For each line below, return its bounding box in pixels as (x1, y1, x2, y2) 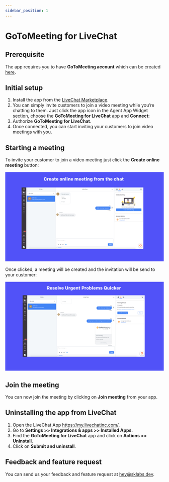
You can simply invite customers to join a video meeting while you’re (12, 102, 154, 108)
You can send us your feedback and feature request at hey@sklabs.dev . (5, 471, 155, 477)
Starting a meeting (5, 143, 65, 152)
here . (5, 69, 16, 75)
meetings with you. (12, 129, 52, 135)
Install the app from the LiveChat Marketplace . (12, 97, 109, 103)
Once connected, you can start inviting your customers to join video (12, 124, 153, 130)
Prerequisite (5, 50, 45, 59)
